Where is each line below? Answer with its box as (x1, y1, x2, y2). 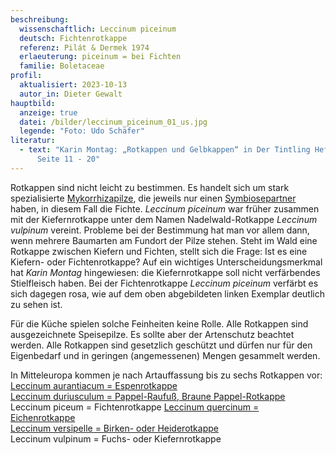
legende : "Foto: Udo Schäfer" (19, 126, 145, 136)
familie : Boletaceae (19, 61, 105, 71)
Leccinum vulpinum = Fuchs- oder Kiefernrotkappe (10, 432, 222, 445)
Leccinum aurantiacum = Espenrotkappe (10, 379, 178, 391)
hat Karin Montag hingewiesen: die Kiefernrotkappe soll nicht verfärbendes (10, 266, 321, 278)
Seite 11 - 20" (36, 154, 101, 164)
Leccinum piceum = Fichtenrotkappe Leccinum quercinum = (10, 401, 260, 413)
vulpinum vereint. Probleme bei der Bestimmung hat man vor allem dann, (10, 224, 310, 236)
